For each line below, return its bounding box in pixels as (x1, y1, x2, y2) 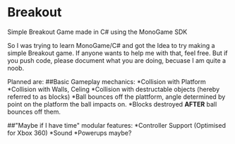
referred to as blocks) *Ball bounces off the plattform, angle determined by (7, 92, 226, 101)
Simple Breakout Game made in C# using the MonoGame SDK (7, 28, 188, 36)
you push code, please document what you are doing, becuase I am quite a (7, 56, 227, 64)
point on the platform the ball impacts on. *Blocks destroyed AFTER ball (7, 100, 217, 108)
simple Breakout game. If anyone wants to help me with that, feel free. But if (7, 49, 228, 57)
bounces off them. (7, 107, 61, 116)
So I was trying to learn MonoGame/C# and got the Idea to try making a (7, 41, 215, 49)
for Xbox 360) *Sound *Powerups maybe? (7, 128, 132, 137)
